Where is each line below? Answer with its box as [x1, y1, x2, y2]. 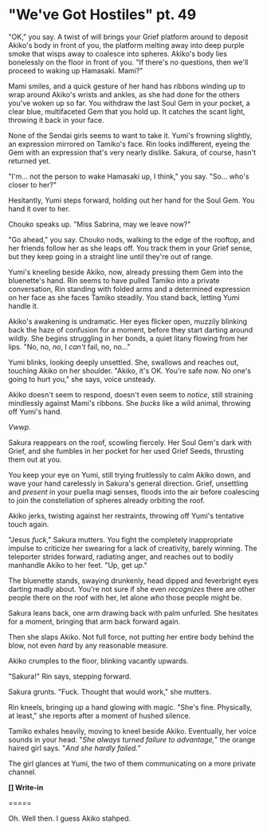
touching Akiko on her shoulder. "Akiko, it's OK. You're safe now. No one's [8, 365, 252, 376]
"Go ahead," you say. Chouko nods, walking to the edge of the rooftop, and [8, 234, 255, 244]
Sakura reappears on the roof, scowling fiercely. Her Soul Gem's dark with [8, 437, 253, 447]
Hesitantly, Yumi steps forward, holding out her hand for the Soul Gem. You [8, 195, 255, 205]
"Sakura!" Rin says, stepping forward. [8, 671, 132, 681]
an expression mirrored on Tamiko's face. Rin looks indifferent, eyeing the [8, 139, 250, 148]
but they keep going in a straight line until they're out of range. [8, 251, 214, 261]
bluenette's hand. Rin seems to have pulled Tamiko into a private [8, 275, 221, 285]
